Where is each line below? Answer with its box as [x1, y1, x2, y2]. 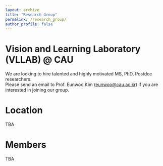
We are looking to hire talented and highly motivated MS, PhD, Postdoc [5, 71, 152, 77]
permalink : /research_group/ [5, 17, 67, 22]
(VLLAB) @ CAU [5, 54, 74, 66]
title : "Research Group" [5, 12, 58, 17]
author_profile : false [5, 21, 53, 27]
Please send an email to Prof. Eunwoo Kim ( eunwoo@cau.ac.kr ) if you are [5, 81, 158, 88]
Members [5, 139, 46, 151]
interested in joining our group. [5, 87, 69, 93]
